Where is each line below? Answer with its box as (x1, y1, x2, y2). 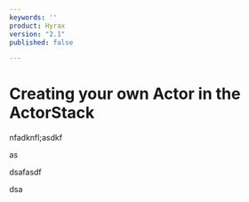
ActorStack (9, 103, 95, 123)
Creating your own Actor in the (9, 84, 241, 104)
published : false (9, 37, 74, 47)
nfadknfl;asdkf (9, 133, 63, 143)
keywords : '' (9, 12, 58, 22)
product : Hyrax (9, 21, 66, 30)
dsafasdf (9, 166, 42, 178)
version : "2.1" (9, 29, 66, 38)
